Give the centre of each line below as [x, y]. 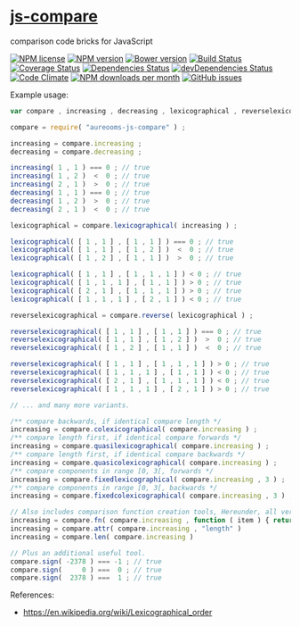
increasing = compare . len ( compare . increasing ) [102, 537]
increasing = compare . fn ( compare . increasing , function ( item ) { [140, 521]
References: [32, 595]
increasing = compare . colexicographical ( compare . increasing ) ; [134, 430]
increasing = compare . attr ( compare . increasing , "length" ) [126, 529]
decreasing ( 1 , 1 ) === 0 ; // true [80, 193]
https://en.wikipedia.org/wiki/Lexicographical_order [118, 613]
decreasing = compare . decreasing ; [76, 152]
